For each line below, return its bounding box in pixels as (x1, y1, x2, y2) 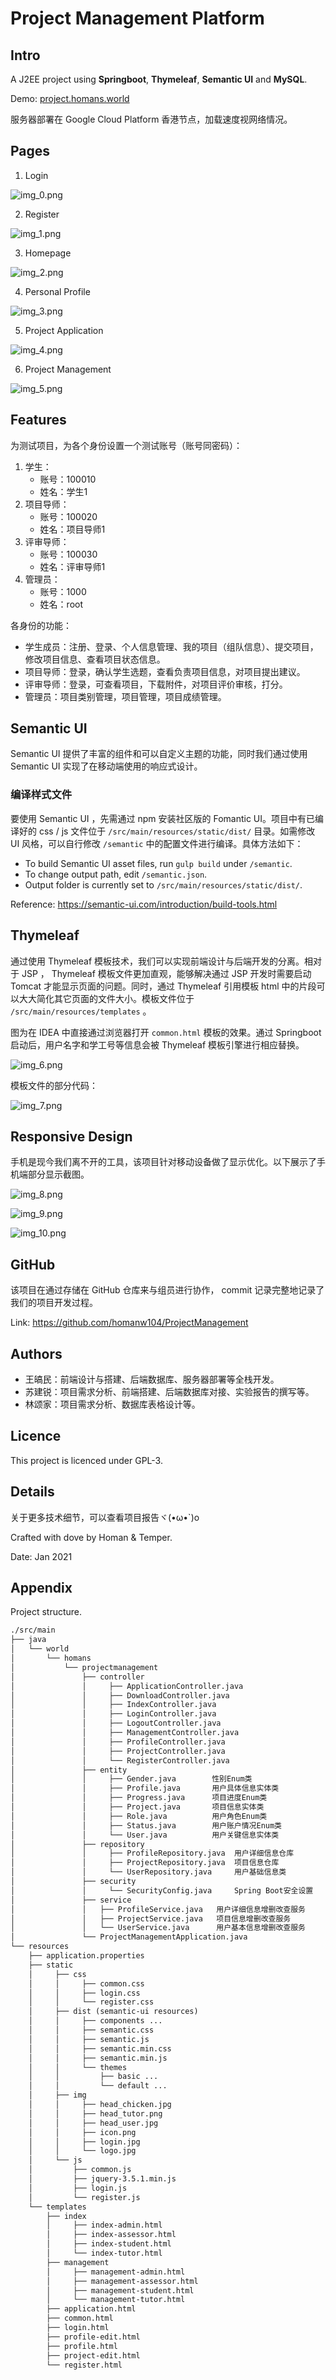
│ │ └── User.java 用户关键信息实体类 (10, 1830, 280, 1840)
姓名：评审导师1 (39, 560, 106, 572)
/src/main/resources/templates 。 (10, 1005, 152, 1017)
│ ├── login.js (28, 2183, 128, 2193)
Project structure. (10, 1606, 83, 1618)
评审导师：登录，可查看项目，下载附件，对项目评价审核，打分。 (24, 678, 288, 690)
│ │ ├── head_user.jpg (28, 2118, 159, 2128)
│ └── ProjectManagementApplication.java (10, 1932, 248, 1942)
